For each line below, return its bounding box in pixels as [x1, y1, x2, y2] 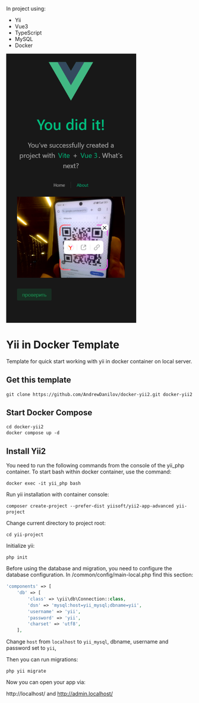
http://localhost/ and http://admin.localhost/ [6, 690, 113, 698]
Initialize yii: [6, 542, 35, 550]
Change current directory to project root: [6, 520, 106, 527]
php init [6, 554, 28, 561]
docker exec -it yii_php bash [6, 481, 81, 487]
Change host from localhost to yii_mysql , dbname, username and [6, 638, 169, 645]
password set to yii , [6, 645, 56, 652]
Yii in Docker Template [6, 338, 120, 351]
